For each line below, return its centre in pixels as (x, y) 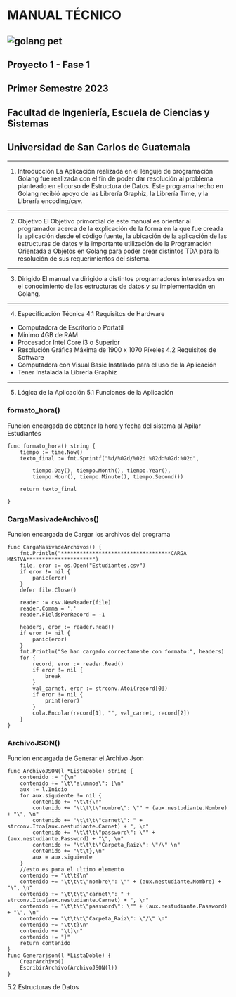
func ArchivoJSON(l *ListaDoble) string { (70, 771)
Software (31, 357)
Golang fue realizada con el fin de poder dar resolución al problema (115, 178)
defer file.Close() (48, 590)
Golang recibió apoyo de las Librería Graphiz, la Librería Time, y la (113, 193)
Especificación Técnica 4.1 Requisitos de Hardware (91, 313)
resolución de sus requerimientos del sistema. (84, 258)
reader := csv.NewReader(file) (66, 603)
